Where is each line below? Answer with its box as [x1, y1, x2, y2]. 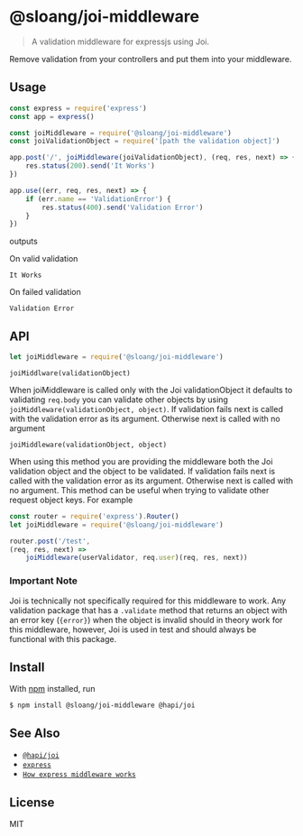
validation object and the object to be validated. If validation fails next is [9, 465, 276, 476]
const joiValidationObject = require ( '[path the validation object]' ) [9, 137, 280, 146]
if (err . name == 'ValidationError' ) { [25, 194, 171, 204]
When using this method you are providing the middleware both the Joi [9, 455, 273, 466]
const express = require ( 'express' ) [9, 104, 147, 113]
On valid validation [9, 253, 78, 264]
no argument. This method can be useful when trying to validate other [9, 484, 270, 495]
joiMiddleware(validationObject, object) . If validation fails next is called [9, 403, 284, 414]
